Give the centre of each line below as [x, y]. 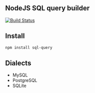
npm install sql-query [29, 47]
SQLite [19, 86]
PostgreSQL [25, 80]
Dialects [18, 63]
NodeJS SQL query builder [47, 8]
